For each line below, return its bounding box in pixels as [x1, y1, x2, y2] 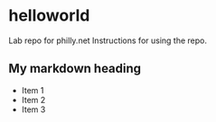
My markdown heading [8, 61, 142, 76]
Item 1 [21, 84, 44, 95]
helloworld [8, 5, 90, 26]
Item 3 [21, 104, 46, 115]
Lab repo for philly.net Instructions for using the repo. [8, 35, 207, 46]
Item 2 [21, 94, 46, 105]
